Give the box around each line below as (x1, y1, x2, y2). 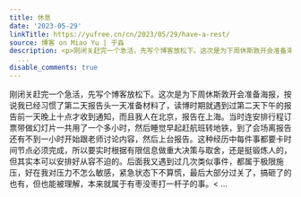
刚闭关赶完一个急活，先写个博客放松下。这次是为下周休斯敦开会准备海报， (9, 89, 284, 99)
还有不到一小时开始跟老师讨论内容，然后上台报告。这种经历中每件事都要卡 (9, 133, 284, 144)
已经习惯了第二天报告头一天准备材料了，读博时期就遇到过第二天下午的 (24, 99, 284, 110)
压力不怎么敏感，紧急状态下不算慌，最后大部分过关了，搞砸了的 (56, 167, 292, 177)
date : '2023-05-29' (9, 21, 82, 30)
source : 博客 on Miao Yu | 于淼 (9, 38, 125, 47)
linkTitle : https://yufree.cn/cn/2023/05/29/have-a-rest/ (9, 30, 230, 39)
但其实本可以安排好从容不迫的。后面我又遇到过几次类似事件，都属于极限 (9, 156, 276, 167)
